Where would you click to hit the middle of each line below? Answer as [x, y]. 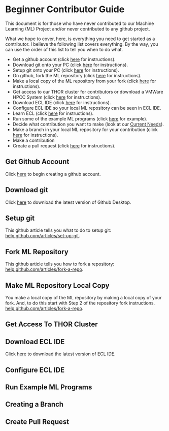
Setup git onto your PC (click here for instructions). [66, 70]
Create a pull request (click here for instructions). [64, 145]
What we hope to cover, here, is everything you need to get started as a [80, 39]
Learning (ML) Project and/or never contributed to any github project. [78, 28]
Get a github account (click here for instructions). [64, 59]
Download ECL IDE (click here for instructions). [62, 102]
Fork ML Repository [37, 252]
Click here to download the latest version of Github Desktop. [68, 202]
